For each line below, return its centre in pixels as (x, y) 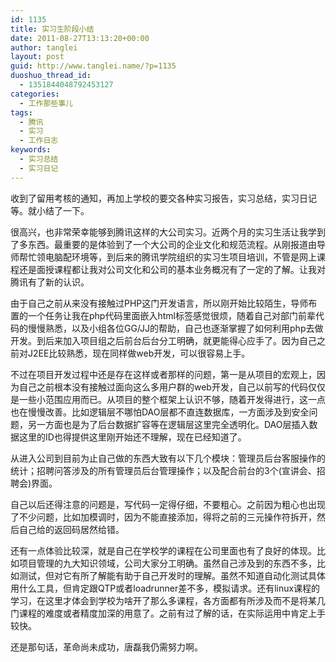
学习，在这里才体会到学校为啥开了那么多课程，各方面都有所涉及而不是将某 (163, 600)
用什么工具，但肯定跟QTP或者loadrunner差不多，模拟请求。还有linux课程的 (165, 588)
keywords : (31, 150)
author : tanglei (44, 47)
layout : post (37, 57)
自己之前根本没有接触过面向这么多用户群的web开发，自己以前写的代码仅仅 (172, 387)
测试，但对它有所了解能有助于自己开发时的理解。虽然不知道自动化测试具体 (172, 575)
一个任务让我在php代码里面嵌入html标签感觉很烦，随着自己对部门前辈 (171, 315)
